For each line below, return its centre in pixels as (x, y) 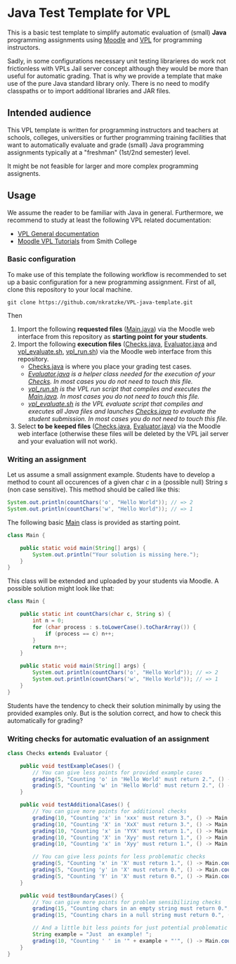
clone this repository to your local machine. (70, 289)
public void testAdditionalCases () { (75, 805)
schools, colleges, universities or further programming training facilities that (117, 137)
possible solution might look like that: (61, 589)
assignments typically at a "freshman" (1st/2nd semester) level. (99, 152)
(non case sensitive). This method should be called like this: (94, 489)
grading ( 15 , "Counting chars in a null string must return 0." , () (133, 915)
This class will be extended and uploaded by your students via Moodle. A (113, 581)
